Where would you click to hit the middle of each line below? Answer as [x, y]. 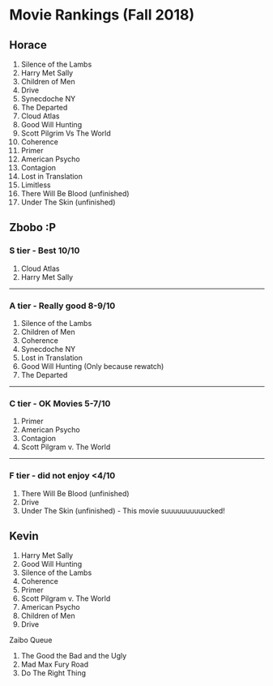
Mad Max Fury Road [55, 665]
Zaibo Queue [31, 640]
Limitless [36, 185]
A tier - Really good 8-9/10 [62, 306]
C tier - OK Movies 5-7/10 [60, 403]
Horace [28, 45]
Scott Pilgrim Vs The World [66, 133]
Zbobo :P [32, 227]
